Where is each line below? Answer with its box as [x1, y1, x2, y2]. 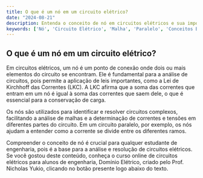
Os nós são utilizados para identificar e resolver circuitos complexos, [6, 108, 178, 116]
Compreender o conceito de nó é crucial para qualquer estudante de [6, 139, 178, 147]
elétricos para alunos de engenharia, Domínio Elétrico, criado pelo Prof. [6, 159, 184, 166]
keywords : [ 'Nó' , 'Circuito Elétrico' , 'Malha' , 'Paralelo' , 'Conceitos [6, 25, 193, 32]
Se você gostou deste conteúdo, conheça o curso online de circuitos [6, 152, 178, 159]
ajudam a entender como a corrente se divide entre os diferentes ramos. [6, 128, 187, 135]
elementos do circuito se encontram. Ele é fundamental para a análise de [6, 71, 188, 78]
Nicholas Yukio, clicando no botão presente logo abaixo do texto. [6, 165, 169, 173]
